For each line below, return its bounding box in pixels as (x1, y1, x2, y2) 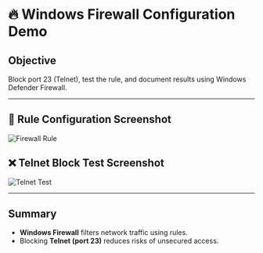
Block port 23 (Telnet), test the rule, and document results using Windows (8, 74, 247, 84)
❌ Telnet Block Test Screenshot (8, 157, 164, 170)
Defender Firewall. (8, 83, 68, 92)
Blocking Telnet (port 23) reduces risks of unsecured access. (19, 237, 219, 246)
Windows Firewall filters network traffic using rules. (19, 228, 188, 237)
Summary (8, 208, 57, 221)
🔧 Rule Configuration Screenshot (8, 113, 172, 126)
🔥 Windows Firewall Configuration (8, 5, 236, 23)
